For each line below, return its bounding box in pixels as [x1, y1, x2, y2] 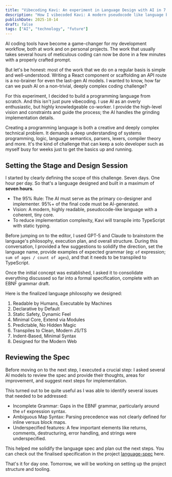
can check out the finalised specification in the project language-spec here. [5, 450, 165, 457]
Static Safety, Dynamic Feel [12, 311, 71, 317]
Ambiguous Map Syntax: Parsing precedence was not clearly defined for [12, 414, 166, 420]
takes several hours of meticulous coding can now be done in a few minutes [5, 52, 166, 58]
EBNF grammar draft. [5, 280, 50, 286]
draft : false [5, 21, 33, 27]
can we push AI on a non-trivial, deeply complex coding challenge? [5, 83, 147, 89]
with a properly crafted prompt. [5, 57, 72, 63]
